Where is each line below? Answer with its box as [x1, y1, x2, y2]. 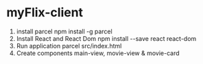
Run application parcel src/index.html [16, 42, 122, 50]
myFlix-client [6, 5, 84, 20]
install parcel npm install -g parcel [16, 27, 112, 35]
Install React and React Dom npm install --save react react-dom [16, 34, 197, 42]
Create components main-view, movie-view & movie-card [16, 49, 180, 57]
